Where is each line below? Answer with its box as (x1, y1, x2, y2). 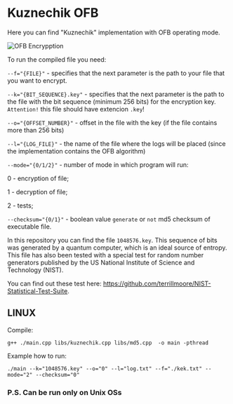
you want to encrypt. (7, 76, 68, 85)
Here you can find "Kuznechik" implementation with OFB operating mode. (7, 28, 220, 36)
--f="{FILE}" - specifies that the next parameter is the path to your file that (7, 69, 225, 77)
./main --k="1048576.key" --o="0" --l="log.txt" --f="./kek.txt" (7, 365, 202, 372)
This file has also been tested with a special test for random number (7, 250, 204, 259)
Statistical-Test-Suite (7, 286, 68, 295)
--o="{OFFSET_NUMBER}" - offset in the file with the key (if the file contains (7, 118, 218, 127)
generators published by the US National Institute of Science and (7, 258, 195, 267)
